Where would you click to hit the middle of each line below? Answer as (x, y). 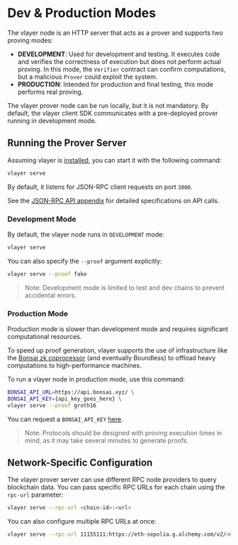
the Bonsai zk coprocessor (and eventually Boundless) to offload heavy (112, 357)
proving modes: (30, 40)
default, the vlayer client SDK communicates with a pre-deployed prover (113, 113)
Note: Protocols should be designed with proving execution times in (123, 433)
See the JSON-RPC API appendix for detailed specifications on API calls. (113, 200)
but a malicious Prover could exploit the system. (87, 77)
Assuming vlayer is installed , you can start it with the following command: (114, 160)
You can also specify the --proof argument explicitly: (85, 261)
